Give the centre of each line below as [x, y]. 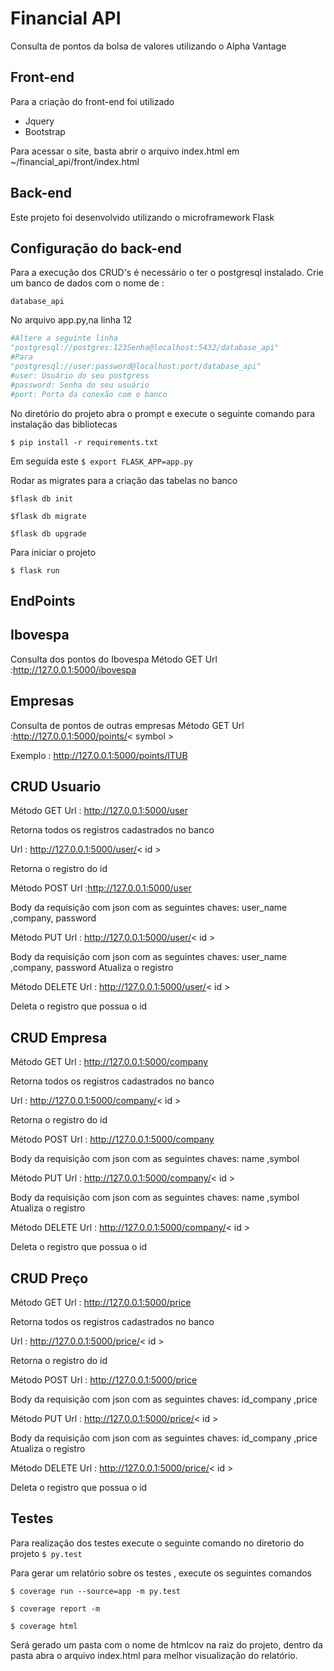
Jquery [39, 121]
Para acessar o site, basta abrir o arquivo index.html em [125, 151]
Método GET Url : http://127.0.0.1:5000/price [101, 1302]
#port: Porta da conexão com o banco [89, 394]
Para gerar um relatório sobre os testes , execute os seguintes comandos [161, 1573]
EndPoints [43, 600]
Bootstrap [45, 131]
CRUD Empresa [59, 1037]
